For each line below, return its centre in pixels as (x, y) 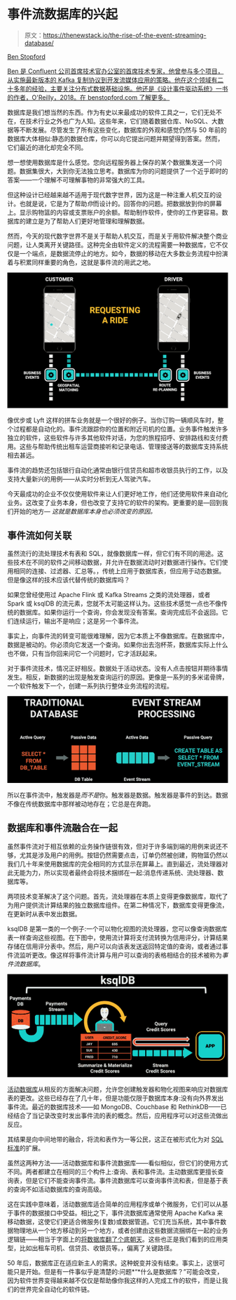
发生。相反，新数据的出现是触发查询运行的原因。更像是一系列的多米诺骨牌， (118, 677)
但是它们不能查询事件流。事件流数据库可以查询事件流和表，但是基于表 (127, 1181)
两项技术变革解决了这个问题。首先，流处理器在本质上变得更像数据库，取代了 (118, 896)
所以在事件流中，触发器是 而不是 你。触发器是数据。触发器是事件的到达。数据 (118, 795)
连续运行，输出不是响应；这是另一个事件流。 (77, 621)
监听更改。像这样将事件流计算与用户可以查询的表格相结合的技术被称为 (120, 955)
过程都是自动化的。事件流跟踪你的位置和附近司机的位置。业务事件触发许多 (120, 429)
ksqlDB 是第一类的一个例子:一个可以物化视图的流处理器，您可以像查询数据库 (117, 929)
